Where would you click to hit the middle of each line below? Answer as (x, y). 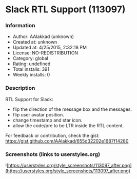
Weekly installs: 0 (31, 75)
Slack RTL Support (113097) (65, 9)
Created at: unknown (35, 42)
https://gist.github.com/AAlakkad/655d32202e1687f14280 (67, 141)
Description (20, 88)
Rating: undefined (32, 64)
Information (20, 26)
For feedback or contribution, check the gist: (53, 135)
